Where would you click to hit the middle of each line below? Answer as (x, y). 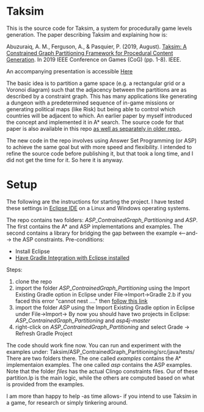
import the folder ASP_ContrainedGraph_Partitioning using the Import (103, 288)
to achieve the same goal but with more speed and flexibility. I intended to (99, 147)
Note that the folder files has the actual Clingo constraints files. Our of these (102, 371)
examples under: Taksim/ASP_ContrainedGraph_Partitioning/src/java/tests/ (100, 351)
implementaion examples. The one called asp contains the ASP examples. (99, 364)
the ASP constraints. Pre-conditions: (59, 239)
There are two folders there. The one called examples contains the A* (94, 358)
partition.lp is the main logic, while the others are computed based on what (100, 378)
